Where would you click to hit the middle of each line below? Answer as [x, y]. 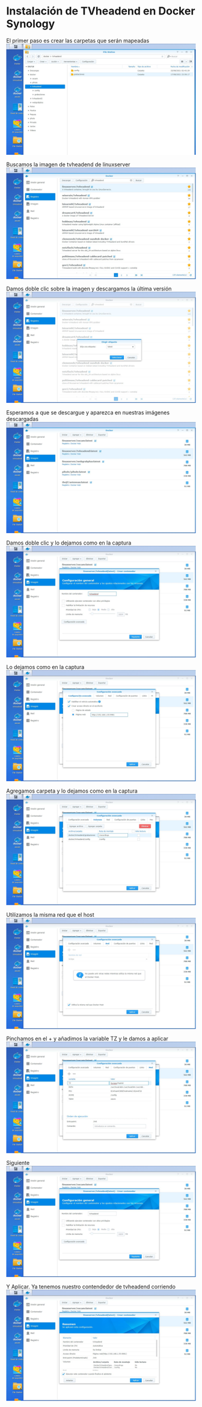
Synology [31, 24]
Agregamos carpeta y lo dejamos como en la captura [72, 791]
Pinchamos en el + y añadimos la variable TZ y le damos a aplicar [87, 1039]
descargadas [23, 419]
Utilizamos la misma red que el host [50, 915]
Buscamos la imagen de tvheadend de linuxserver [68, 164]
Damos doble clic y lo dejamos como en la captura [69, 543]
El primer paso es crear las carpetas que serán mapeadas [78, 40]
